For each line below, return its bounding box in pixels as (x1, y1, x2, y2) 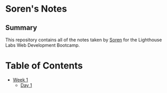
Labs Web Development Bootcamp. (5, 42, 80, 48)
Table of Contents (5, 60, 83, 72)
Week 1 (12, 77, 28, 83)
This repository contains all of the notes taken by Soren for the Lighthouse (5, 37, 162, 43)
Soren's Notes (5, 3, 68, 15)
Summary (5, 23, 37, 32)
